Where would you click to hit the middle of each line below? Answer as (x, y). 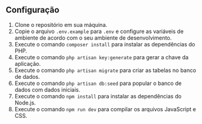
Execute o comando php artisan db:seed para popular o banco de (98, 83)
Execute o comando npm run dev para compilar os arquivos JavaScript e (105, 109)
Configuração (33, 10)
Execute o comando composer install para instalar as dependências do (105, 44)
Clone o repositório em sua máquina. (61, 24)
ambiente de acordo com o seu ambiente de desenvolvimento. (93, 38)
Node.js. (25, 103)
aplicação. (27, 64)
